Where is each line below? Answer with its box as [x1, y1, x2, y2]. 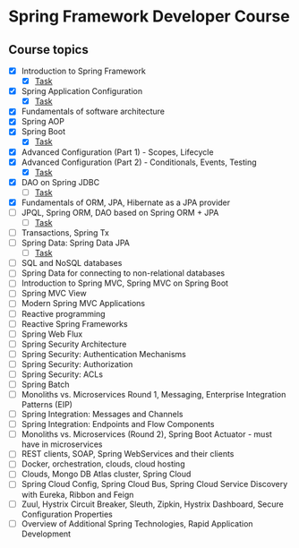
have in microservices [21, 439, 103, 450]
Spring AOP [21, 116, 64, 127]
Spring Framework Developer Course [8, 6, 290, 27]
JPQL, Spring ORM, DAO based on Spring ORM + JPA [21, 207, 219, 218]
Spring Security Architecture [21, 338, 127, 349]
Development [21, 528, 72, 539]
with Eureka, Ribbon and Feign [21, 489, 134, 500]
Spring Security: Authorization [21, 358, 133, 369]
